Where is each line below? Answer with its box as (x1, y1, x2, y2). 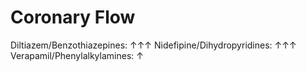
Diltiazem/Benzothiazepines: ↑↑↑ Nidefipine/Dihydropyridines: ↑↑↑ (10, 39, 297, 51)
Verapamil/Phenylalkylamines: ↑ (10, 49, 144, 61)
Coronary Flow (10, 6, 136, 29)
